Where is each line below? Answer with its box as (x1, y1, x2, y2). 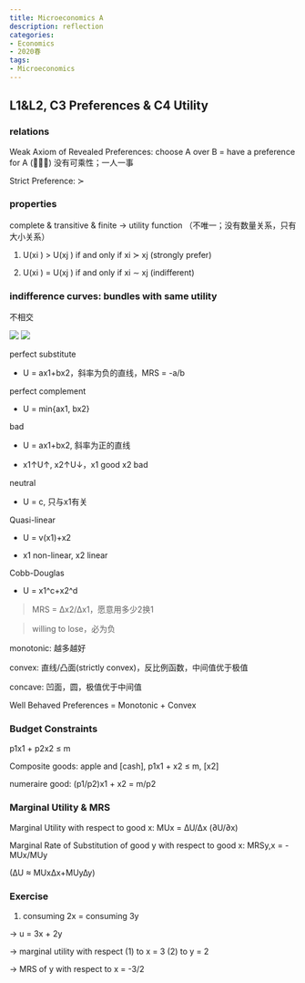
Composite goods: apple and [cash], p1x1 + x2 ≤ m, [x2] (9, 761, 219, 771)
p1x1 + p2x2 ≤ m (9, 743, 71, 754)
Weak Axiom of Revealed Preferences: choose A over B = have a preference (9, 146, 296, 157)
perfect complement (9, 386, 86, 397)
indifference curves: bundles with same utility (9, 289, 218, 302)
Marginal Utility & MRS (9, 802, 111, 814)
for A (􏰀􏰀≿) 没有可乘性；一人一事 (9, 157, 134, 168)
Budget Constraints (9, 722, 98, 735)
